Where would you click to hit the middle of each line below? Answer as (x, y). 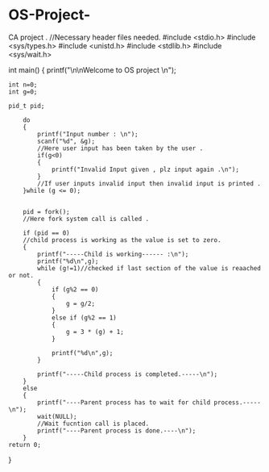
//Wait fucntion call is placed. (93, 424)
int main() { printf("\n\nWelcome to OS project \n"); (92, 69)
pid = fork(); (46, 211)
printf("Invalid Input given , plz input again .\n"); (145, 169)
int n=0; (23, 85)
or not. (21, 275)
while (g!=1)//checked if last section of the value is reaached (149, 268)
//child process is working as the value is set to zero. (122, 240)
